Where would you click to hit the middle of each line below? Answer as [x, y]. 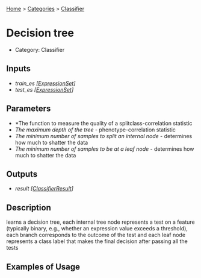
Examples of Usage [43, 267]
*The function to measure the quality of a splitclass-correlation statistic [104, 123]
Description [29, 207]
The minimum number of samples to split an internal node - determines [104, 136]
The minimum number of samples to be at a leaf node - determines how [104, 149]
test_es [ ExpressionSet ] [44, 89]
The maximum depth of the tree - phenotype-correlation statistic [95, 130]
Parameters [29, 109]
